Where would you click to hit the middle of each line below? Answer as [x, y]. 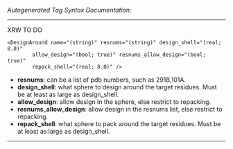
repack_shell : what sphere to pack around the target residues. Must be [119, 124]
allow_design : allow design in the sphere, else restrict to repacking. [114, 102]
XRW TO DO [25, 30]
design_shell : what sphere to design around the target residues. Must [117, 87]
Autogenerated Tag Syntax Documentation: [69, 10]
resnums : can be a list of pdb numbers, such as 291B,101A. [101, 80]
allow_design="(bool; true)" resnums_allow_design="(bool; [119, 55]
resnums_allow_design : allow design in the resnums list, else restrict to [120, 109]
